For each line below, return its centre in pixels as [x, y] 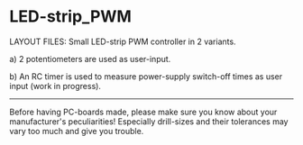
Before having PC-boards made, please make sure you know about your [143, 112]
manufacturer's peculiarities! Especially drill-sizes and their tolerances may [149, 121]
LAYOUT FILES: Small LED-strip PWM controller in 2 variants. [123, 41]
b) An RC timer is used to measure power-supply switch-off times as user [146, 76]
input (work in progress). [55, 86]
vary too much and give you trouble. [77, 131]
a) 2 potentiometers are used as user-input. [90, 59]
